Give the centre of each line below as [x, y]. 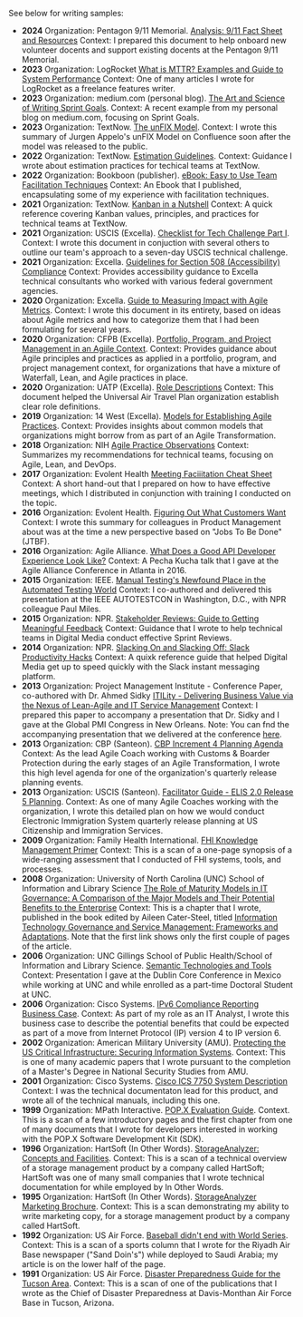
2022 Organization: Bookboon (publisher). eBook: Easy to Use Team [149, 175]
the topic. [39, 503]
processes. [43, 869]
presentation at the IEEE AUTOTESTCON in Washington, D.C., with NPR [154, 599]
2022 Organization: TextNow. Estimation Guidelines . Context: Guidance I [157, 156]
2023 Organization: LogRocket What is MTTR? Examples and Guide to [152, 69]
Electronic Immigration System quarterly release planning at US [140, 821]
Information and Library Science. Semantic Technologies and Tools [147, 966]
